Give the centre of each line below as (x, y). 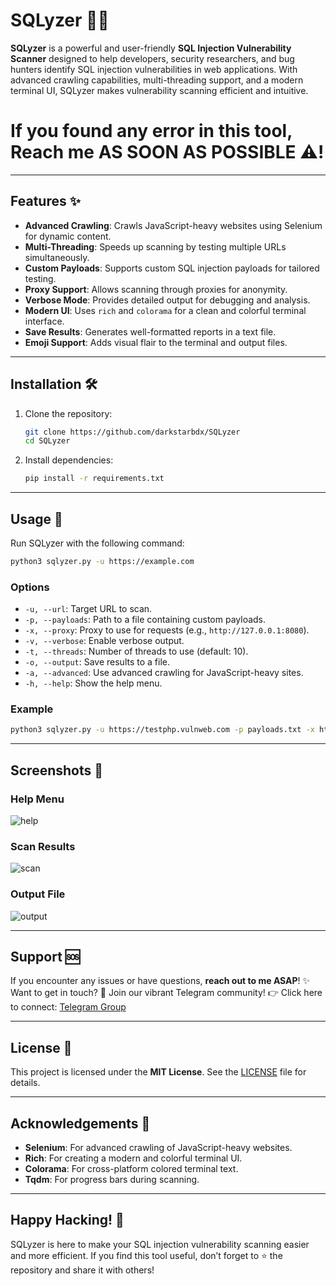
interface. (44, 321)
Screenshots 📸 (57, 770)
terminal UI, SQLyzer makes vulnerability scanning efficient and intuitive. (159, 90)
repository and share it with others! (82, 1270)
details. (25, 1083)
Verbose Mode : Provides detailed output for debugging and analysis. (167, 300)
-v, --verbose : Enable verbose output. (104, 641)
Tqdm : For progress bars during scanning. (112, 1179)
